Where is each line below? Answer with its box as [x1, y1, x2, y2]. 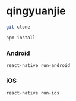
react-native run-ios [6, 90, 60, 96]
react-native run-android [6, 62, 70, 68]
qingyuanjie [6, 4, 66, 18]
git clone [6, 24, 31, 30]
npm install [6, 35, 36, 41]
